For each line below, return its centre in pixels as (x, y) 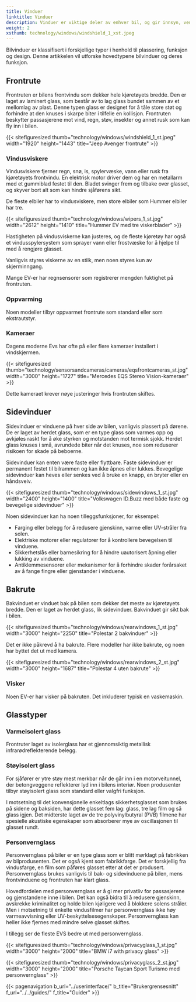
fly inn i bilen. (22, 126)
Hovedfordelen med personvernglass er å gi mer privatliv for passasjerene (95, 891)
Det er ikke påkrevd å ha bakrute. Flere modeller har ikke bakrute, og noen (95, 645)
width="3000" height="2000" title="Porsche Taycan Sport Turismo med (93, 969)
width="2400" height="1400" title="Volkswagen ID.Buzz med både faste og (97, 499)
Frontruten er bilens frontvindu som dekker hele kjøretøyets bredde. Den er (96, 95)
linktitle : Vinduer (30, 17)
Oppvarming (24, 299)
